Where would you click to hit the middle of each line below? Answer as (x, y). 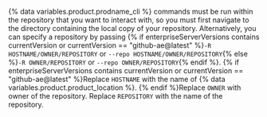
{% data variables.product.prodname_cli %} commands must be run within (131, 12)
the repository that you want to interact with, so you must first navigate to (129, 20)
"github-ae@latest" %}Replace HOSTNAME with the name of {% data (117, 79)
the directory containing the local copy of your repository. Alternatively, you (132, 28)
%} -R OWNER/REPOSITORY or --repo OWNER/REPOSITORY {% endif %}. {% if (124, 62)
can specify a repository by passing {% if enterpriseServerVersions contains (134, 37)
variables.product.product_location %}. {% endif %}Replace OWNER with (125, 88)
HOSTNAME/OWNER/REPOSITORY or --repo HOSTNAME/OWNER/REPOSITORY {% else (128, 54)
